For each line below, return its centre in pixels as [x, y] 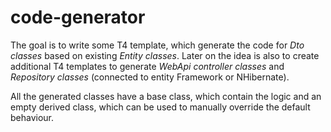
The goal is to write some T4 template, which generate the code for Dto [157, 45]
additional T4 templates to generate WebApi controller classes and [147, 66]
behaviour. [32, 117]
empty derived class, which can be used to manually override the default [160, 107]
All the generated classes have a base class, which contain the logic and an [166, 96]
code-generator [78, 17]
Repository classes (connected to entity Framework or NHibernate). [150, 77]
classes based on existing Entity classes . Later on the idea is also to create [165, 55]
